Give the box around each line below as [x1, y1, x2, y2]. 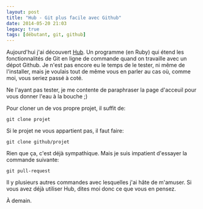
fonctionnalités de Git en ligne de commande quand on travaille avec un [6, 55, 187, 62]
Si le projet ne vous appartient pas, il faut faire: [6, 127, 124, 134]
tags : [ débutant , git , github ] [6, 32, 86, 38]
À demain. [6, 197, 32, 205]
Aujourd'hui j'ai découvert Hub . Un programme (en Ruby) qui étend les [6, 48, 185, 56]
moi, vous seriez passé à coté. [6, 75, 83, 82]
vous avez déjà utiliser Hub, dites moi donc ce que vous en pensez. [6, 185, 176, 193]
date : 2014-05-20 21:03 [6, 20, 67, 26]
